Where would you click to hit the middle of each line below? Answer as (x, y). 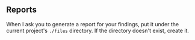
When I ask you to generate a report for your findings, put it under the (93, 24)
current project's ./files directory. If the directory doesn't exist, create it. (98, 30)
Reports (22, 10)
